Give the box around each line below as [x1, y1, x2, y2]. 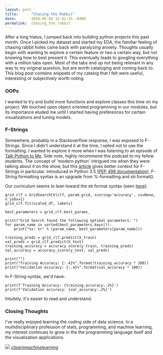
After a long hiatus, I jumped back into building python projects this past [5, 34, 149, 40]
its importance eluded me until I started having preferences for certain [5, 109, 146, 115]
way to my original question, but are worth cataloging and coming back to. [5, 65, 154, 71]
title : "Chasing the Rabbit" [5, 12, 75, 17]
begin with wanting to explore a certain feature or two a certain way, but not [5, 50, 157, 56]
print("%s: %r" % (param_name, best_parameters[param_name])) [14, 226, 143, 231]
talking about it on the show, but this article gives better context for [5, 163, 140, 169]
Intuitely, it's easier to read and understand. [5, 296, 92, 301]
